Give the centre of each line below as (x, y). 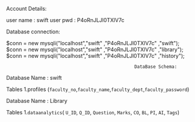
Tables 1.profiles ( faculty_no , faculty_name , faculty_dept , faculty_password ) (98, 89)
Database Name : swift (34, 78)
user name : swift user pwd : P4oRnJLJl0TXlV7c (65, 20)
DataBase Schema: (156, 67)
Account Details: (27, 9)
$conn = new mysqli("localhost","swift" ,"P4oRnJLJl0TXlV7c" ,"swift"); (93, 43)
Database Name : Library (37, 101)
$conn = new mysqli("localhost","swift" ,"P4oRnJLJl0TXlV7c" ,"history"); (95, 56)
